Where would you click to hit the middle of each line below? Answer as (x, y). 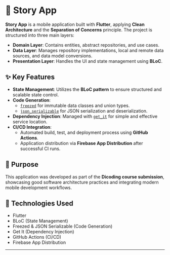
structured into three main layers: (40, 35)
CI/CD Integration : (32, 127)
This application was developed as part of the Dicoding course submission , (85, 176)
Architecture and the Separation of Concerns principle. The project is (79, 29)
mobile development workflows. (39, 188)
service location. (30, 122)
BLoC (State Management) (40, 221)
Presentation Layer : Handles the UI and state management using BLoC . (88, 61)
